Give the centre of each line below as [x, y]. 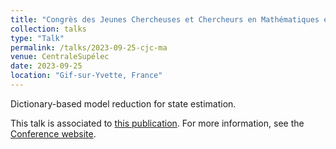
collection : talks [48, 29]
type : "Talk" [37, 38]
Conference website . [53, 133]
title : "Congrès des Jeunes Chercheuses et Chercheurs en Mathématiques [165, 19]
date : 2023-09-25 [46, 66]
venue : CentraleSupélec [60, 57]
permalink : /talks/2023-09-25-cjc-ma [89, 47]
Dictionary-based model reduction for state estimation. [123, 103]
